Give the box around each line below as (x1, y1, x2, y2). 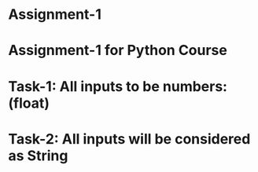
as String (8, 147, 68, 164)
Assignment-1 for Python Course (8, 42, 228, 60)
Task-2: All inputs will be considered (8, 130, 251, 148)
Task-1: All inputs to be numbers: (8, 77, 228, 95)
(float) (8, 94, 50, 112)
